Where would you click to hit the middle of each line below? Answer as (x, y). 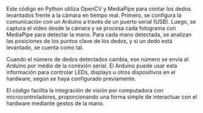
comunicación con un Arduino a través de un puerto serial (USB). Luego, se (101, 22)
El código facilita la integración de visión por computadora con (85, 90)
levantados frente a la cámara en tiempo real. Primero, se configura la (94, 15)
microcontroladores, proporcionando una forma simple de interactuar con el (101, 97)
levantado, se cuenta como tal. (45, 47)
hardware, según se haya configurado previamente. (71, 79)
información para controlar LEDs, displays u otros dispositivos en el (91, 72)
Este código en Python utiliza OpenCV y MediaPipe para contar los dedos (99, 9)
